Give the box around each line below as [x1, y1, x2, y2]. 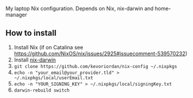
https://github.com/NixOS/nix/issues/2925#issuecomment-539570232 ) [13, 50, 188, 57]
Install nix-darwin [13, 56, 56, 63]
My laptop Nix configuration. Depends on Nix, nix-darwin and [5, 5, 154, 12]
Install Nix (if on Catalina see [13, 43, 83, 50]
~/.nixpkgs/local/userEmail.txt [13, 75, 93, 81]
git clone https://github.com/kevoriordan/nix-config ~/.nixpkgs [13, 63, 177, 69]
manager [5, 11, 28, 18]
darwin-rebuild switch [13, 87, 70, 93]
